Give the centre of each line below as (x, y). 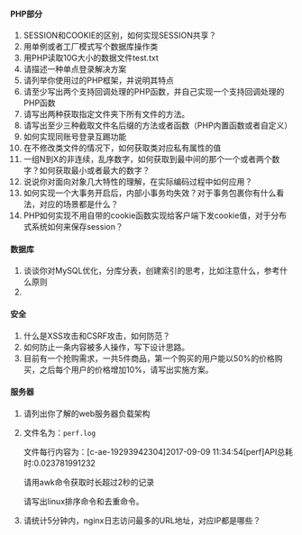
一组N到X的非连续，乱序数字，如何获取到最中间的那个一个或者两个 (147, 159)
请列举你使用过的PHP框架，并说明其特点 (99, 80)
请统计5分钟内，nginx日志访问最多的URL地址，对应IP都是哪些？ (142, 520)
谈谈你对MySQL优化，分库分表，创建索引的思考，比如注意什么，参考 (151, 271)
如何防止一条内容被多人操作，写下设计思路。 (106, 347)
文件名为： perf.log (59, 432)
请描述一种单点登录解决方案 (75, 69)
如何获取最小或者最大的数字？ (95, 170)
